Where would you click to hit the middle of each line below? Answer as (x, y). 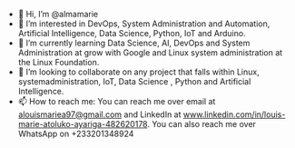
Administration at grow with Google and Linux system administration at (150, 53)
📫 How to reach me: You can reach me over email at (117, 101)
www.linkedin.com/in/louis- (234, 114)
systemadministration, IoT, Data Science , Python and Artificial (134, 81)
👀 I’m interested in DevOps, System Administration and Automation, (144, 24)
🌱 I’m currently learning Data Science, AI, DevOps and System (134, 43)
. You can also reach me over (202, 124)
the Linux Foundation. (59, 62)
